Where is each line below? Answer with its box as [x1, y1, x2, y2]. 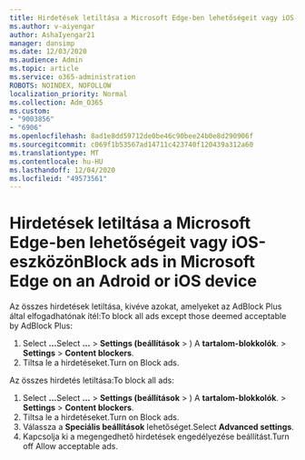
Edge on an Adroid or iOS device [9, 271, 257, 292]
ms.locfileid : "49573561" [9, 174, 107, 183]
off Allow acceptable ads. [22, 441, 118, 452]
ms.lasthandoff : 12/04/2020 [9, 165, 116, 175]
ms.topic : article [9, 65, 79, 74]
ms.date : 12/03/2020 [9, 47, 88, 56]
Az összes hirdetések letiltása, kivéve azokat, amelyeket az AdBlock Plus [9, 301, 282, 312]
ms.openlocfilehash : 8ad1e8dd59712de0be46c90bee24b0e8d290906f [9, 132, 254, 141]
